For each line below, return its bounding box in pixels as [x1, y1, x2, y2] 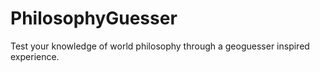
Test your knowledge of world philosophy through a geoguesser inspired [10, 40, 310, 52]
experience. [10, 50, 60, 62]
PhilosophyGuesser [10, 7, 178, 30]
